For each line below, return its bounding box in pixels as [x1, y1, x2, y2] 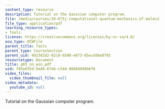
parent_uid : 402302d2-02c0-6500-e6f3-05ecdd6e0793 [5, 53, 111, 58]
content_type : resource [5, 7, 54, 12]
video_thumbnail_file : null [9, 76, 67, 81]
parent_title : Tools [5, 44, 48, 49]
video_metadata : [5, 80, 38, 85]
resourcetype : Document [5, 57, 54, 62]
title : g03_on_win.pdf [5, 62, 52, 67]
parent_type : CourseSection [5, 48, 63, 53]
